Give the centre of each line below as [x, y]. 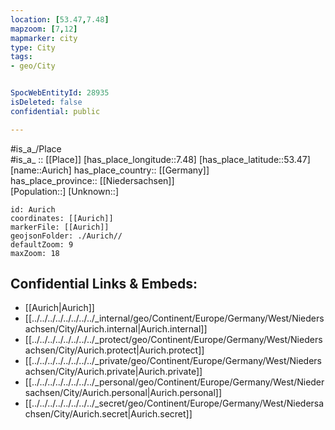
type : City [33, 47]
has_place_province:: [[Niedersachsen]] [92, 180]
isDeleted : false [46, 102]
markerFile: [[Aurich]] [60, 227]
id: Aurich [33, 209]
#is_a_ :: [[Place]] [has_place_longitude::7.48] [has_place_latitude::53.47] [160, 159]
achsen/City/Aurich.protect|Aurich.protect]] [114, 350]
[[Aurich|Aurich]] [59, 308]
